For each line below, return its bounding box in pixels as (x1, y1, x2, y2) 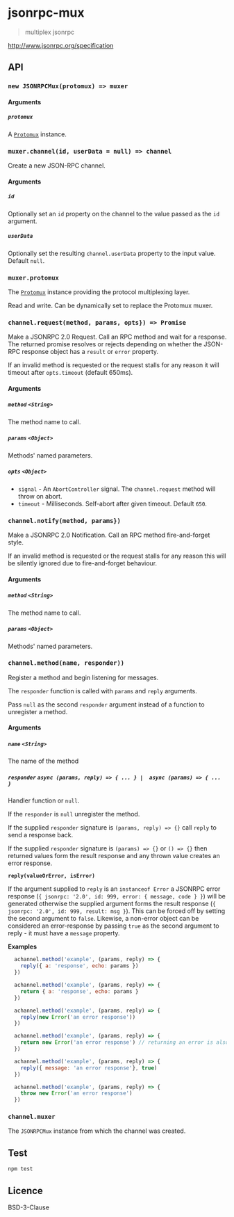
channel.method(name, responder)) (8, 659, 124, 667)
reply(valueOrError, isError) (8, 873, 96, 880)
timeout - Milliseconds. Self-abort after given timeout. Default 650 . (17, 499, 208, 508)
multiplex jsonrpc (24, 28, 75, 36)
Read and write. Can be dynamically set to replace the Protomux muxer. (8, 301, 213, 309)
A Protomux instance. (8, 130, 67, 138)
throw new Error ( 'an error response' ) (20, 1090, 133, 1097)
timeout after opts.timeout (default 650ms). (8, 369, 133, 377)
